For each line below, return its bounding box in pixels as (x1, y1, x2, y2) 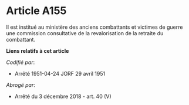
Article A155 (6, 4, 67, 18)
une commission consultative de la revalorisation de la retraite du (6, 29, 164, 36)
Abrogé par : (6, 81, 35, 89)
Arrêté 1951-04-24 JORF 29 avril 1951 (14, 70, 106, 77)
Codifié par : (6, 59, 35, 66)
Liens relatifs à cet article (6, 47, 69, 54)
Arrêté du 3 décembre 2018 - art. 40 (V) (14, 93, 112, 100)
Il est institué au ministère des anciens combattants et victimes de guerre (6, 23, 183, 31)
